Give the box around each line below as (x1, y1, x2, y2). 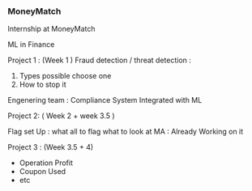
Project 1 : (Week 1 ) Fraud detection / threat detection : (7, 55, 192, 66)
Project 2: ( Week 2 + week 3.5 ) (7, 111, 115, 121)
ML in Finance (7, 40, 55, 49)
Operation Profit (19, 158, 74, 168)
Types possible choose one (19, 71, 112, 81)
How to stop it (19, 79, 66, 90)
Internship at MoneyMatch (7, 24, 96, 34)
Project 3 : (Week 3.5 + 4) (7, 142, 94, 152)
